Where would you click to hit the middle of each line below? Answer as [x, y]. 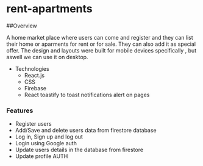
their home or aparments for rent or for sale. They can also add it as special [101, 44]
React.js [34, 75]
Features [20, 110]
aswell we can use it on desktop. [47, 57]
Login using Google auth [46, 143]
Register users [33, 124]
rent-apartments [49, 9]
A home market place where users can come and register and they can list [100, 37]
